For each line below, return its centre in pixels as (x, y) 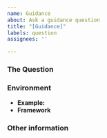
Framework (34, 110)
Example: (31, 103)
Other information (38, 128)
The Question (30, 70)
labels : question (32, 33)
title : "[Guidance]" (37, 26)
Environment (29, 88)
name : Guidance (29, 13)
